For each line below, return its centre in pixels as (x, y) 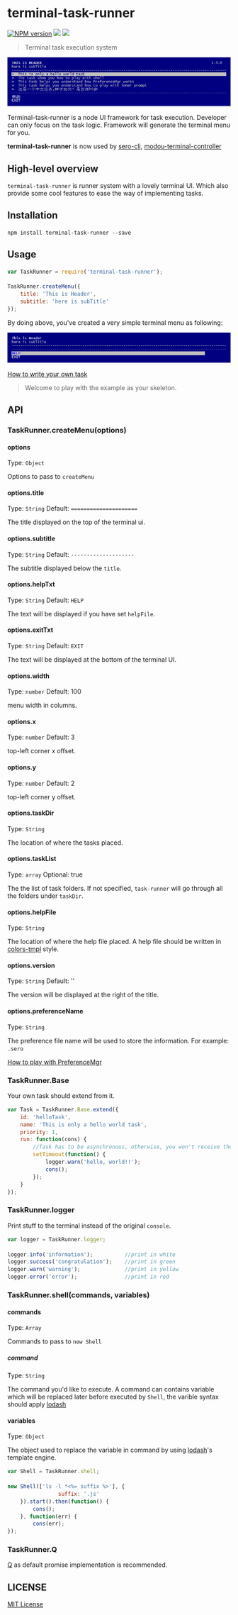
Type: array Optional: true (45, 875)
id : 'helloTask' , (46, 1117)
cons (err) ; (49, 1524)
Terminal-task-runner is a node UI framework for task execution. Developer (117, 118)
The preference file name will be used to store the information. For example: (118, 1040)
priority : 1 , (39, 1132)
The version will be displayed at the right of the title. (83, 995)
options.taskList (32, 859)
